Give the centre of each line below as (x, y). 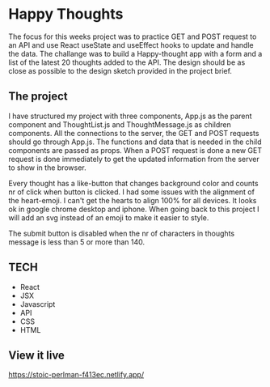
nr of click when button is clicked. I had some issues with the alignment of (131, 192)
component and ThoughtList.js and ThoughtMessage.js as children (120, 124)
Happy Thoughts (66, 14)
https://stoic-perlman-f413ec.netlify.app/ (76, 375)
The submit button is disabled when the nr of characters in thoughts (122, 233)
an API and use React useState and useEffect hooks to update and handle (131, 45)
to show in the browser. (47, 168)
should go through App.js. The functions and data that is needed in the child (135, 142)
